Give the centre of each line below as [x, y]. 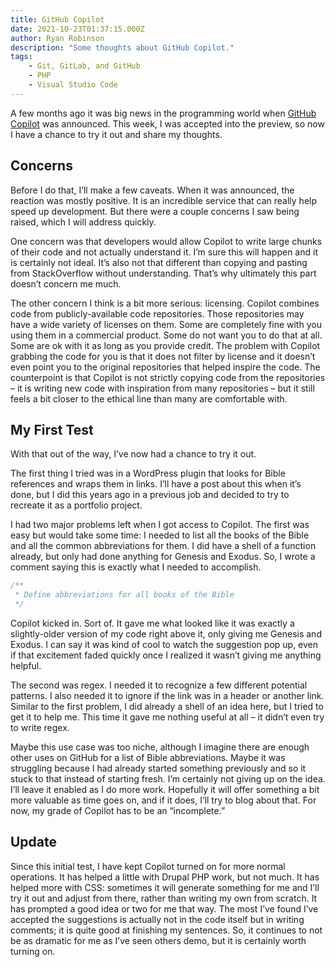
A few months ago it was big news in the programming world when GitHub [163, 113]
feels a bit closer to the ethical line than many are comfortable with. [149, 398]
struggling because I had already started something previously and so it [158, 768]
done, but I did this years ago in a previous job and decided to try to [150, 495]
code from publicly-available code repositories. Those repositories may [157, 313]
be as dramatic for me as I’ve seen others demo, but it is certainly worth [158, 940]
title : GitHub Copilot [57, 19]
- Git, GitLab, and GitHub [84, 66]
